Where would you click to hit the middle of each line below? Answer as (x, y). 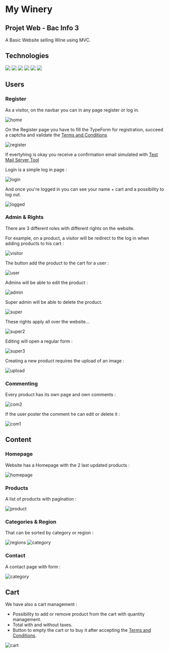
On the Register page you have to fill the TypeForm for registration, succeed (84, 129)
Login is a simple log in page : (36, 170)
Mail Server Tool (22, 159)
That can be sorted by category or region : (49, 533)
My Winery (29, 9)
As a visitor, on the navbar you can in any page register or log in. (72, 110)
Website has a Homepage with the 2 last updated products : (68, 465)
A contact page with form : (33, 567)
